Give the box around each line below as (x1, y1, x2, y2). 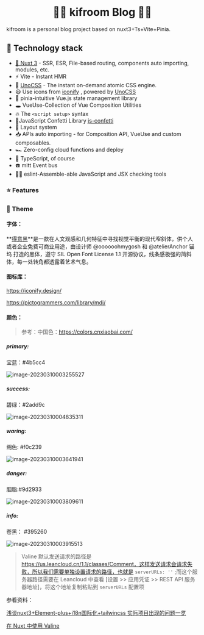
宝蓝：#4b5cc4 (6, 359, 46, 366)
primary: (6, 342, 29, 350)
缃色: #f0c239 (6, 443, 42, 451)
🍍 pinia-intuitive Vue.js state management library (15, 94, 138, 102)
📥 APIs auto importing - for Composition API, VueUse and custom (15, 130, 181, 137)
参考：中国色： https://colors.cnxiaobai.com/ (21, 328, 133, 335)
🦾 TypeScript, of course (15, 154, 75, 162)
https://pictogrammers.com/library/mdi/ (6, 299, 106, 306)
